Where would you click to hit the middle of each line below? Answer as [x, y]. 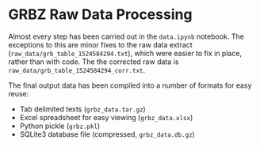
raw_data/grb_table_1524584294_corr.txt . [77, 70]
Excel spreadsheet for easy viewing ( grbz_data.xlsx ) [106, 117]
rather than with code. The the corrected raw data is [94, 62]
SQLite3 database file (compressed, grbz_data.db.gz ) [107, 134]
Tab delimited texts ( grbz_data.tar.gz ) [83, 109]
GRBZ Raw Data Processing [100, 15]
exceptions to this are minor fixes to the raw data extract [100, 44]
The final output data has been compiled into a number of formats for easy [130, 85]
